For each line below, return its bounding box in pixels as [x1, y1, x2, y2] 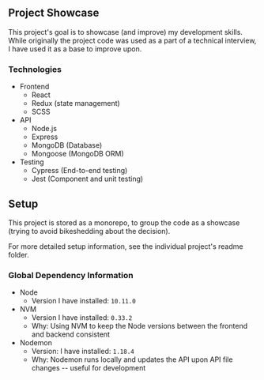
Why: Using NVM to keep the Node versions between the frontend [31, 322, 247, 331]
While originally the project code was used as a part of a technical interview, [8, 36, 257, 45]
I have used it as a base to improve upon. [8, 43, 142, 54]
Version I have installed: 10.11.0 [31, 296, 136, 306]
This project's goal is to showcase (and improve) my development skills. [8, 27, 243, 36]
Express [31, 132, 58, 141]
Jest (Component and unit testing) [31, 174, 144, 184]
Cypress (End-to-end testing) [31, 166, 128, 175]
